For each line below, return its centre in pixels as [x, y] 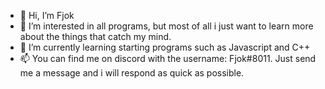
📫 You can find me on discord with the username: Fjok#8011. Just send [168, 58]
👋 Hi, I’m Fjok [47, 15]
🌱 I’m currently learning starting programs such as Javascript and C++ [165, 47]
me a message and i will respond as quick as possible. [132, 73]
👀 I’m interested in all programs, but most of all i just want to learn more [166, 26]
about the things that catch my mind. [95, 36]
